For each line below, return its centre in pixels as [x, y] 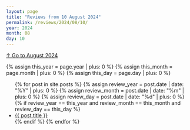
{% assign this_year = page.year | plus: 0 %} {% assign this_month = [89, 67]
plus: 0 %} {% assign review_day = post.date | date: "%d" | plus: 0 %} [99, 97]
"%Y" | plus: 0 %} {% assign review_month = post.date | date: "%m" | [99, 90]
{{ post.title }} [31, 115]
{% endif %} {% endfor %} [47, 122]
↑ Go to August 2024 [32, 55]
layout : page [22, 11]
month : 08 [18, 33]
